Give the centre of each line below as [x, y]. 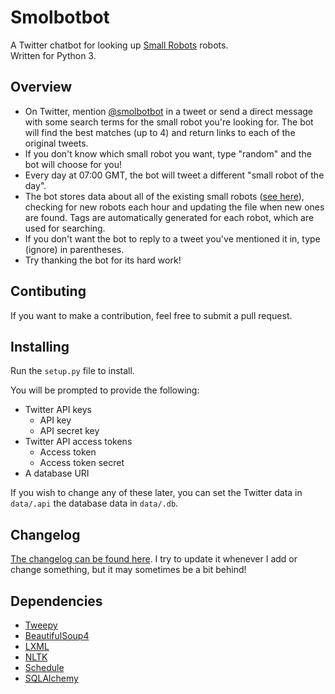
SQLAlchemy [51, 678]
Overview [41, 87]
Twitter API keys [58, 410]
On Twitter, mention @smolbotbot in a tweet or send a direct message [169, 111]
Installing [40, 346]
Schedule [44, 667]
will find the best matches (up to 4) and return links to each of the [160, 132]
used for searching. [65, 228]
